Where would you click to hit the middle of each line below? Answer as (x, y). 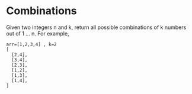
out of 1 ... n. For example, (38, 33)
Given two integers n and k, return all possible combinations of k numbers (96, 27)
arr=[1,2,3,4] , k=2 (32, 44)
